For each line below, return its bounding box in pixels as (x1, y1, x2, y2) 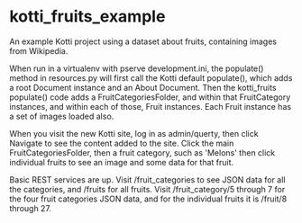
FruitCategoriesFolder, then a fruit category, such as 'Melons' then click (9, 147, 276, 158)
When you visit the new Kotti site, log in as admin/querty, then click (9, 128, 259, 138)
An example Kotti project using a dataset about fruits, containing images (9, 36, 278, 47)
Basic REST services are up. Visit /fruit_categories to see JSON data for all (9, 174, 286, 185)
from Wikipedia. (9, 45, 69, 56)
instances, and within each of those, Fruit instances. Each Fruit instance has (9, 101, 291, 111)
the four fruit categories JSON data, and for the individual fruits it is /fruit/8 (9, 193, 288, 204)
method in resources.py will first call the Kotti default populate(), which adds (9, 72, 293, 83)
